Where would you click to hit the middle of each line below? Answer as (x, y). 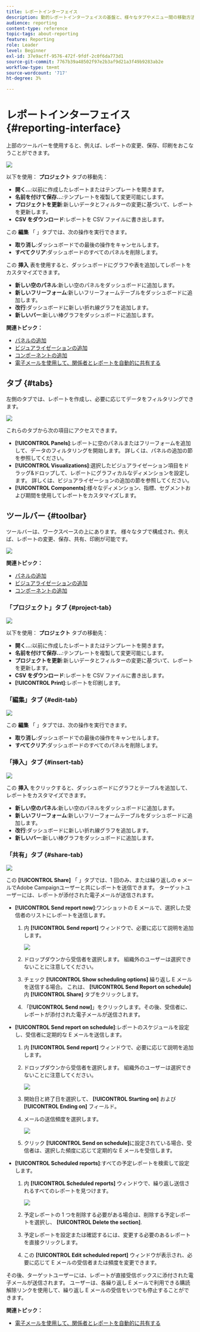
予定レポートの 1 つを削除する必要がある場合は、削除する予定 (99, 1214)
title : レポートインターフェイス (42, 12)
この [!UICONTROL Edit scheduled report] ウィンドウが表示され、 (105, 1255)
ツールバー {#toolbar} (47, 516)
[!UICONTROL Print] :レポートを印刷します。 (69, 682)
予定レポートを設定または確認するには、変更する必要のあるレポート (107, 1235)
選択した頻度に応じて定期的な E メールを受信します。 (110, 1150)
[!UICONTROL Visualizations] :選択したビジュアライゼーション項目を (99, 465)
